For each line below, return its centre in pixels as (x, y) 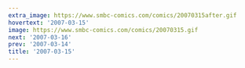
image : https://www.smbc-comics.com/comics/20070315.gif (103, 30)
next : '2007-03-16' (40, 37)
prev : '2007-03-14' (40, 45)
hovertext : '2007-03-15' (49, 23)
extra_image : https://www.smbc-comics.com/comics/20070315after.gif (122, 15)
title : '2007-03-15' (42, 52)
